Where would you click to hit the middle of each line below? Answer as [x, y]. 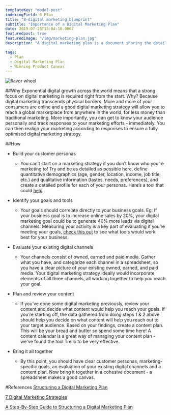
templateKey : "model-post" [34, 10]
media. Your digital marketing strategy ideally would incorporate [87, 273]
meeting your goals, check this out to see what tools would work [88, 232]
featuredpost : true [26, 34]
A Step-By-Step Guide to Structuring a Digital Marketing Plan [69, 407]
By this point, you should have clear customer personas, [79, 361]
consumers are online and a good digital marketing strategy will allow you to [85, 107]
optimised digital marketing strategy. [44, 134]
